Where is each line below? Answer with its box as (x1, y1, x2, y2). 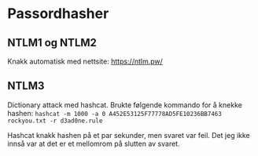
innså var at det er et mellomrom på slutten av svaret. (7, 139, 180, 148)
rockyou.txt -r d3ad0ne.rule (7, 117, 103, 125)
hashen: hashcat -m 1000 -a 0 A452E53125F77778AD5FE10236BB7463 (7, 108, 222, 118)
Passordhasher (7, 5, 109, 23)
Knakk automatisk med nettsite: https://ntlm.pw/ (7, 56, 163, 66)
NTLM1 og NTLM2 (7, 36, 98, 49)
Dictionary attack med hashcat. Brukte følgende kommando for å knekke (7, 100, 243, 110)
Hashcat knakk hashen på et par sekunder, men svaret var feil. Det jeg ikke (7, 130, 251, 140)
